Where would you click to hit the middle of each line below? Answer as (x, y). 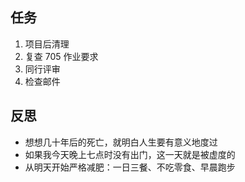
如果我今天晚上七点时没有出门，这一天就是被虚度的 (130, 154)
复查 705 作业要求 (61, 56)
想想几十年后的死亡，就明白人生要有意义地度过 (121, 142)
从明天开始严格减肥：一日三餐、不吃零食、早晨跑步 (130, 167)
